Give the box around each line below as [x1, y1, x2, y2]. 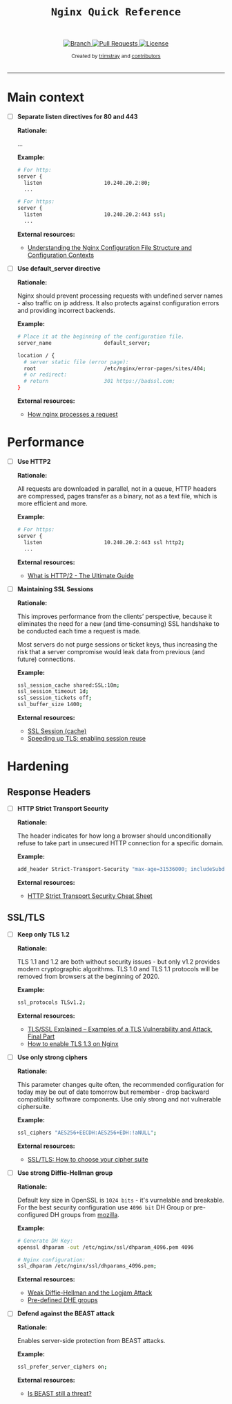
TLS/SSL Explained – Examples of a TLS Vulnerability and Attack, [27, 1025, 213, 1033]
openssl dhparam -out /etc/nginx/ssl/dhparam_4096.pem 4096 [17, 1243, 194, 1251]
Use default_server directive [17, 264, 101, 272]
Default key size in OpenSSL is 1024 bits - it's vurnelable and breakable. [17, 1196, 224, 1204]
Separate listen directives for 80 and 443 [17, 112, 138, 120]
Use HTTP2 [17, 457, 51, 465]
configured [17, 1210, 49, 1218]
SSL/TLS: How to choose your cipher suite [27, 1155, 148, 1163]
